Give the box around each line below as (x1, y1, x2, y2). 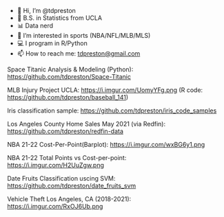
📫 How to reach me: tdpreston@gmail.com (17, 49, 141, 58)
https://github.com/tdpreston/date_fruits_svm (7, 182, 136, 190)
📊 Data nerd (17, 21, 54, 30)
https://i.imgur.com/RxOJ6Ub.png (7, 203, 103, 210)
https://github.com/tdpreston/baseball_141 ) (7, 93, 129, 101)
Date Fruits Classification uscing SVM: (7, 174, 116, 182)
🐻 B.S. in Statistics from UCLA (17, 14, 102, 22)
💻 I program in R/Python (17, 39, 88, 47)
